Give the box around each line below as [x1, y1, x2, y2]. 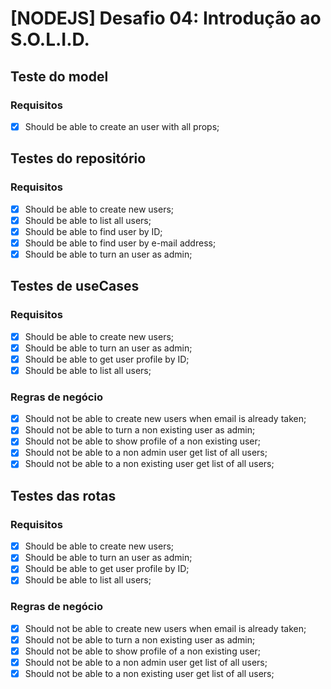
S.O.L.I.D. [10, 28, 90, 51]
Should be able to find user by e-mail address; [24, 237, 217, 249]
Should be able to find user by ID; [24, 225, 163, 237]
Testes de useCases [10, 278, 140, 295]
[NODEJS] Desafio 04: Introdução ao [10, 7, 322, 30]
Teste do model [10, 68, 109, 85]
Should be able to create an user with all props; [24, 120, 220, 132]
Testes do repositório [10, 150, 147, 167]
